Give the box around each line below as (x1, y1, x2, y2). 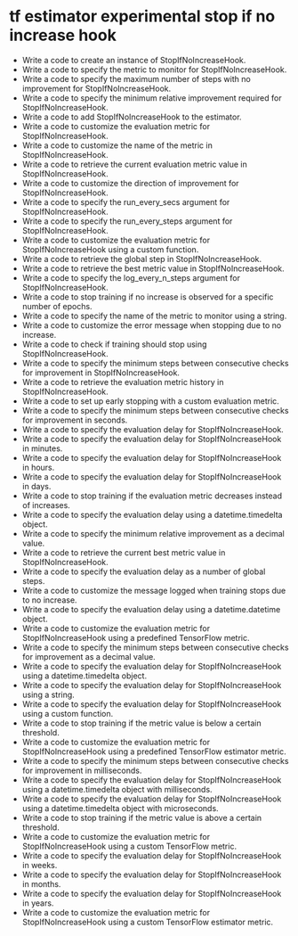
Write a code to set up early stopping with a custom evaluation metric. (21, 395, 280, 406)
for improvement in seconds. (21, 415, 128, 425)
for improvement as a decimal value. (21, 651, 156, 661)
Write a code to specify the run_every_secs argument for (21, 196, 230, 207)
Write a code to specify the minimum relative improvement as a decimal (21, 528, 285, 538)
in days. (21, 480, 52, 491)
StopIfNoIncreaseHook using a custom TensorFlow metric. (21, 841, 238, 851)
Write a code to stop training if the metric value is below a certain (21, 718, 262, 728)
